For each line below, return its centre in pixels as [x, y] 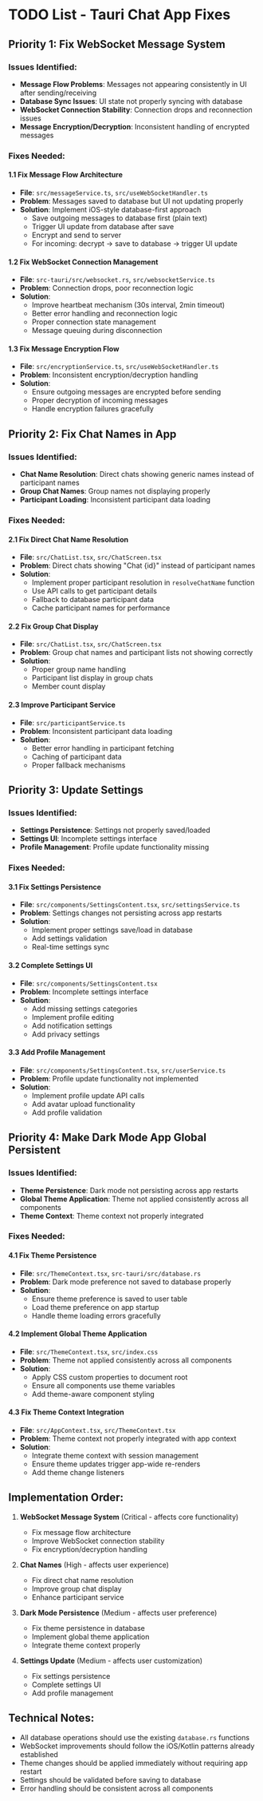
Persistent [35, 1150]
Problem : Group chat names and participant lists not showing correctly [136, 653]
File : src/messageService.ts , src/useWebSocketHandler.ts [114, 192]
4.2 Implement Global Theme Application [78, 1334]
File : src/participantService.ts [73, 722]
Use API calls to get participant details [94, 591]
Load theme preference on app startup [95, 1307]
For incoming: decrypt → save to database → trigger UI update [134, 244]
